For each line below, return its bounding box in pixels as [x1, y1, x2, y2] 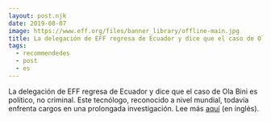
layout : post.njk [8, 11, 67, 20]
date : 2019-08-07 [8, 19, 67, 27]
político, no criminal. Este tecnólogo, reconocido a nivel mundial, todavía [8, 94, 249, 105]
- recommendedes [15, 49, 70, 57]
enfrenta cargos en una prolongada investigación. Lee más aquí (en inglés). [8, 103, 260, 113]
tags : [8, 42, 27, 50]
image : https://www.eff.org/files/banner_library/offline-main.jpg [8, 27, 240, 35]
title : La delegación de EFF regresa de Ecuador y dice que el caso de [8, 34, 254, 43]
